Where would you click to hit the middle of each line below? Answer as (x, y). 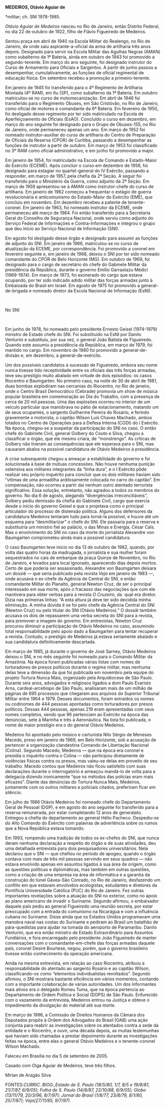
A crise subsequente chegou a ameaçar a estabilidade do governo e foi (78, 459)
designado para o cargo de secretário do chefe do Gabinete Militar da (76, 265)
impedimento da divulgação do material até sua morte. (60, 1005)
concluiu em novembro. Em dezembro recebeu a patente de (66, 202)
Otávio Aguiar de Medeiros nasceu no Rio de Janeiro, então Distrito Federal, (82, 26)
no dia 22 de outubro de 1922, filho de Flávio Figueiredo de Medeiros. (76, 31)
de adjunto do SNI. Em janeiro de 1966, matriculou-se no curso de (72, 243)
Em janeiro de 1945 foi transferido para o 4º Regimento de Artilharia (74, 88)
